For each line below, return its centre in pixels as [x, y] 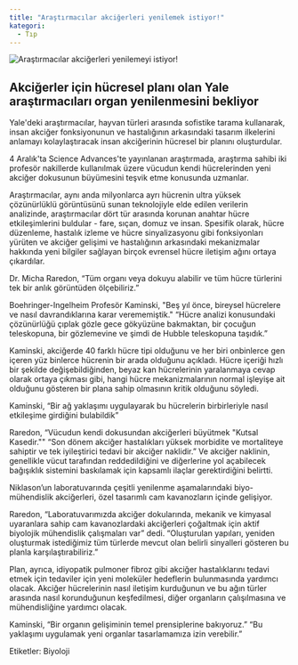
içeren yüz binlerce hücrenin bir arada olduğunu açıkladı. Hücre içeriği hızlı [146, 361]
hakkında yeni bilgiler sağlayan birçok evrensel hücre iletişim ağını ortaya [143, 252]
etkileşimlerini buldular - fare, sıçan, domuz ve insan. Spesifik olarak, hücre [147, 223]
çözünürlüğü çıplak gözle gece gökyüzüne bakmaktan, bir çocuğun [133, 324]
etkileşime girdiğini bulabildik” [64, 416]
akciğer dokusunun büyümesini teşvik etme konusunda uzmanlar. [129, 178]
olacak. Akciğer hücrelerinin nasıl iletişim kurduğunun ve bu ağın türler [138, 588]
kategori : [28, 26]
